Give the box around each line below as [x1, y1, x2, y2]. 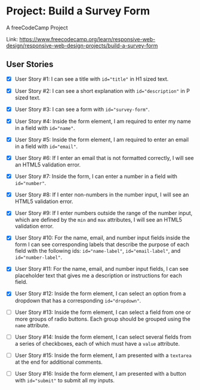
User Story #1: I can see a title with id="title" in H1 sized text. [14, 75, 169, 82]
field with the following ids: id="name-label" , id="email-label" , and [14, 247, 181, 255]
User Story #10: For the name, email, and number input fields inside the [14, 234, 190, 241]
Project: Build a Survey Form [6, 4, 150, 18]
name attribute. [14, 322, 50, 329]
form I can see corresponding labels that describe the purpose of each [14, 241, 189, 248]
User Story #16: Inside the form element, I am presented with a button [14, 370, 187, 377]
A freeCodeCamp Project [6, 24, 68, 31]
